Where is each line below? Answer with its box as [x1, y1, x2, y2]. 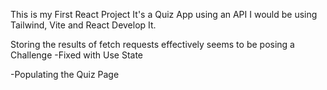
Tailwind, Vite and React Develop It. [10, 19, 157, 31]
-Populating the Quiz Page [10, 69, 120, 80]
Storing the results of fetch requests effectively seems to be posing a [10, 39, 295, 50]
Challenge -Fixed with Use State [10, 49, 144, 61]
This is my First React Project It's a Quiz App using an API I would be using [10, 9, 318, 20]
